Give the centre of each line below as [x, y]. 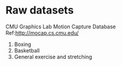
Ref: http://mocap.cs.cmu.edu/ [42, 32]
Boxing [23, 44]
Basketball [27, 50]
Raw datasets [40, 10]
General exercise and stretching [53, 57]
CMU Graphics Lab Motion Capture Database [61, 27]
